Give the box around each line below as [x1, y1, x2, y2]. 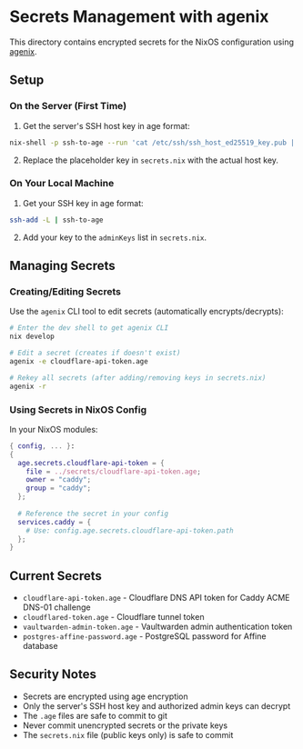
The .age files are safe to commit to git [22, 710, 168, 721]
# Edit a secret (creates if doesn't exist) [9, 348, 181, 358]
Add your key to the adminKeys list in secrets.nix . [22, 232, 207, 243]
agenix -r [9, 382, 47, 391]
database [22, 641, 58, 652]
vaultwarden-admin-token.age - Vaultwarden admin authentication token [22, 621, 293, 633]
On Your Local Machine [9, 177, 115, 190]
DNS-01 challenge [22, 602, 91, 613]
